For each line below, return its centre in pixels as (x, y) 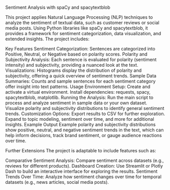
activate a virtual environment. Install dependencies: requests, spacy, (78, 92)
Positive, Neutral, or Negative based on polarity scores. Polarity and (76, 54)
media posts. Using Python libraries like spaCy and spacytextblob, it (77, 28)
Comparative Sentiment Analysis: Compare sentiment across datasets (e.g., (84, 160)
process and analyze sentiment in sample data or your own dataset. (76, 103)
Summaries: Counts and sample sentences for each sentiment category (81, 81)
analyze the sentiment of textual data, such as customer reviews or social (82, 23)
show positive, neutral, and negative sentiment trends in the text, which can (84, 130)
